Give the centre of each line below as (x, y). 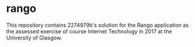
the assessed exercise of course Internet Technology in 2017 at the (89, 31)
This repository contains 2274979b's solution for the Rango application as (97, 25)
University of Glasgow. (34, 37)
